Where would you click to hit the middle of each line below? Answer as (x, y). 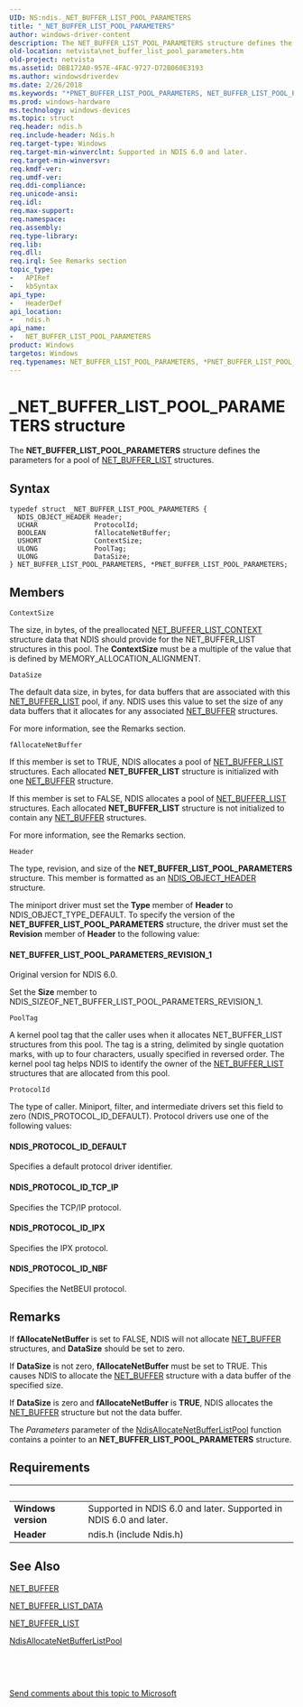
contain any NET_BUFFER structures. (78, 818)
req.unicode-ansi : (44, 194)
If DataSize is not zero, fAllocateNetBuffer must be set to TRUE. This (138, 1366)
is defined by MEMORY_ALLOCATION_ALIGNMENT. (105, 659)
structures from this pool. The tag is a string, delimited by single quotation (147, 1044)
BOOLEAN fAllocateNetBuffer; (94, 533)
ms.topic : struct (42, 118)
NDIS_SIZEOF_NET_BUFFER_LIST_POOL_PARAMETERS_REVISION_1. (136, 1002)
